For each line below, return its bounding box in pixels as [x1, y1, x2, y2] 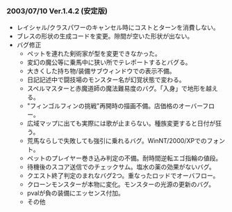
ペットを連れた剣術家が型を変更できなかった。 [26, 50, 161, 58]
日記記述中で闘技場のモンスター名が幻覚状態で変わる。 [26, 75, 185, 84]
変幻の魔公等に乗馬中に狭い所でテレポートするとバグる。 [26, 58, 192, 67]
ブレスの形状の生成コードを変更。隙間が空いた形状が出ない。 [16, 32, 194, 40]
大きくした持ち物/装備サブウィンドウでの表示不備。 [26, 67, 176, 75]
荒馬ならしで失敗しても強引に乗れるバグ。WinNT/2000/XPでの [26, 137, 207, 145]
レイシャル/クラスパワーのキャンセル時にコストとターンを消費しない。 [16, 23, 219, 32]
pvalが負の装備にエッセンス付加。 [26, 189, 124, 197]
